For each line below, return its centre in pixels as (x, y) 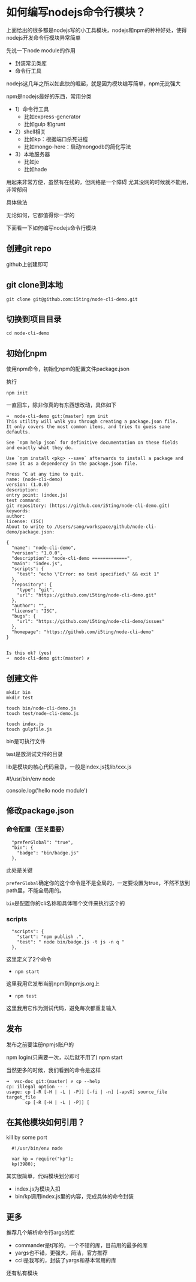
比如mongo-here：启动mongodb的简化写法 (77, 146)
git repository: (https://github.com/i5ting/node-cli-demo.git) (88, 506)
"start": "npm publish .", (51, 937)
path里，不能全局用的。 (35, 890)
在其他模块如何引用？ (46, 1122)
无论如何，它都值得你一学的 (40, 215)
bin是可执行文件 (26, 741)
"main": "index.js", (37, 564)
